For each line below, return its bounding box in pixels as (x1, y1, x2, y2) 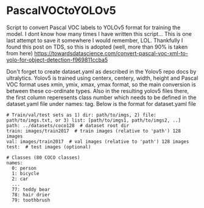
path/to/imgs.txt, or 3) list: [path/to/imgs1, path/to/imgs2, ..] (6, 117, 181, 123)
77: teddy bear (12, 186, 51, 192)
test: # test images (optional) (6, 144, 91, 150)
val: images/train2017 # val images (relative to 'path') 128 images (6, 138, 189, 145)
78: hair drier (12, 192, 51, 198)
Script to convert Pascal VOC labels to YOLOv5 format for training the (6, 24, 181, 31)
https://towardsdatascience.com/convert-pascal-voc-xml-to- (34, 49, 189, 57)
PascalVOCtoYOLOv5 (6, 4, 117, 18)
